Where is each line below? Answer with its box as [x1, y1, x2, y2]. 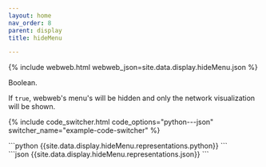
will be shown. [8, 102, 56, 111]
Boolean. [8, 78, 38, 87]
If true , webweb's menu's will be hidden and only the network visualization [8, 93, 256, 103]
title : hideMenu [8, 33, 62, 42]
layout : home [8, 11, 52, 20]
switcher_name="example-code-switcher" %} [8, 126, 161, 135]
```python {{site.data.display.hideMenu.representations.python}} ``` [8, 141, 228, 151]
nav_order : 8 [8, 19, 52, 27]
